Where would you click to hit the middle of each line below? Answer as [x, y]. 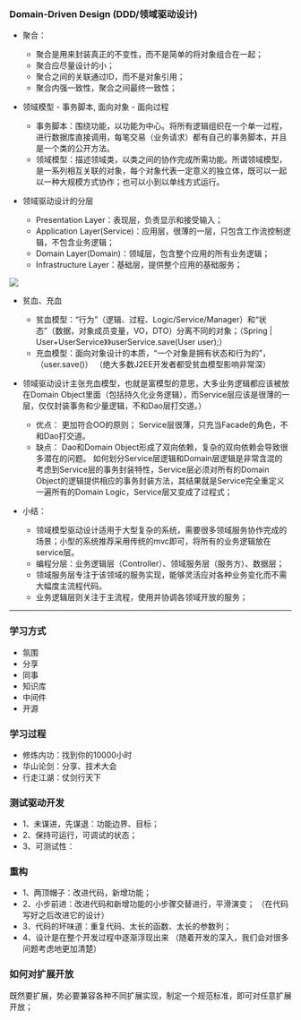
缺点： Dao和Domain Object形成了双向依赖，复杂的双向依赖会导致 [158, 447]
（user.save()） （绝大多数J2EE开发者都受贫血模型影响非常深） [153, 364]
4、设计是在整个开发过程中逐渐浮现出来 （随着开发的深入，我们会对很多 [155, 938]
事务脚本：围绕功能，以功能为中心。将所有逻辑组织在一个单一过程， [161, 126]
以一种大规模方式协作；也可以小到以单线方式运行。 [130, 182]
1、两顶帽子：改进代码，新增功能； [87, 893]
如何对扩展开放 [42, 974]
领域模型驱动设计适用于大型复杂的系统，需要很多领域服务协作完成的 [161, 530]
